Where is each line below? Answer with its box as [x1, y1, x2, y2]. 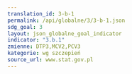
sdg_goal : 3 [7, 23, 43, 30]
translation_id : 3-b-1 [7, 10, 75, 18]
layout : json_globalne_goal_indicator [7, 30, 122, 37]
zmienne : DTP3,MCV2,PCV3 [7, 43, 81, 50]
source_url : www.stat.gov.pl [7, 56, 94, 63]
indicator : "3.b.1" [7, 37, 65, 44]
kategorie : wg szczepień [7, 50, 81, 57]
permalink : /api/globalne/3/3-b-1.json [7, 17, 126, 24]
